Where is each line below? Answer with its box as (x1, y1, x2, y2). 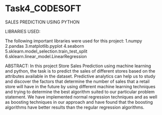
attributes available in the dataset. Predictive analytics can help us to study (5, 73, 156, 79)
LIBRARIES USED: (5, 28, 40, 34)
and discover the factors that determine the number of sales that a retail (5, 78, 150, 84)
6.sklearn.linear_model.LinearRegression (5, 53, 87, 59)
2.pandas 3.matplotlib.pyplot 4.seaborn (5, 43, 84, 49)
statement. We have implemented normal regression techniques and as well (5, 94, 158, 100)
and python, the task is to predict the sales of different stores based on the (5, 68, 155, 74)
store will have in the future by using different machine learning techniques (5, 83, 156, 89)
